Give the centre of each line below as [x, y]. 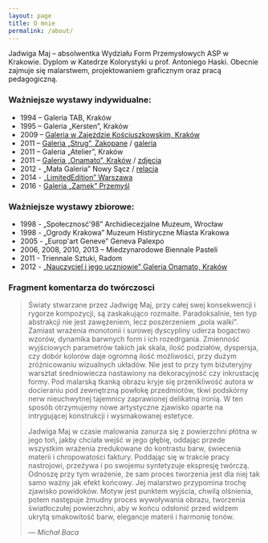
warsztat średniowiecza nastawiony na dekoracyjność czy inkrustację [143, 374]
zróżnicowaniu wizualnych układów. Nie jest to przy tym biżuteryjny [140, 365]
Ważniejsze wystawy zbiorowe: [71, 206]
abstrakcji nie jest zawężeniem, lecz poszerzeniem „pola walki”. [133, 322]
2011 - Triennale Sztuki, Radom [71, 258]
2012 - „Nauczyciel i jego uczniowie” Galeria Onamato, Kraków [124, 267]
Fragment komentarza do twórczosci [81, 288]
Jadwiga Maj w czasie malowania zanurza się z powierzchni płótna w [142, 431]
